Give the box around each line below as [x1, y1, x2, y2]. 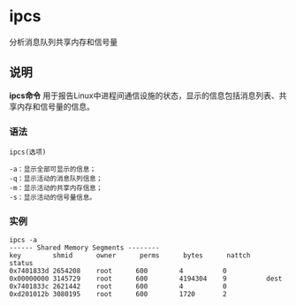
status [9, 259, 34, 268]
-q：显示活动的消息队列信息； [9, 174, 103, 183]
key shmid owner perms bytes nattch [9, 251, 251, 260]
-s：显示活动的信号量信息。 [9, 193, 97, 203]
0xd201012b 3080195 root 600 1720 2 [9, 290, 227, 299]
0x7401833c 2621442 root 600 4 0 [9, 282, 227, 291]
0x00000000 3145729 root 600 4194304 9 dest [9, 274, 283, 284]
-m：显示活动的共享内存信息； [9, 184, 103, 193]
